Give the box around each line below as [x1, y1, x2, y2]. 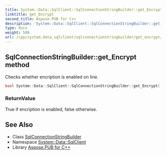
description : [5, 21, 32, 26]
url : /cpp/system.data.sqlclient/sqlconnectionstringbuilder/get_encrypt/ [5, 35, 163, 40]
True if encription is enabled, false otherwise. [5, 106, 97, 112]
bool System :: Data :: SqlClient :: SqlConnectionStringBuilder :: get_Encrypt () [5, 83, 163, 88]
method [5, 61, 30, 69]
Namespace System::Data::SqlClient [12, 139, 86, 145]
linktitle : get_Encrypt [5, 12, 54, 17]
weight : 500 [5, 30, 30, 35]
